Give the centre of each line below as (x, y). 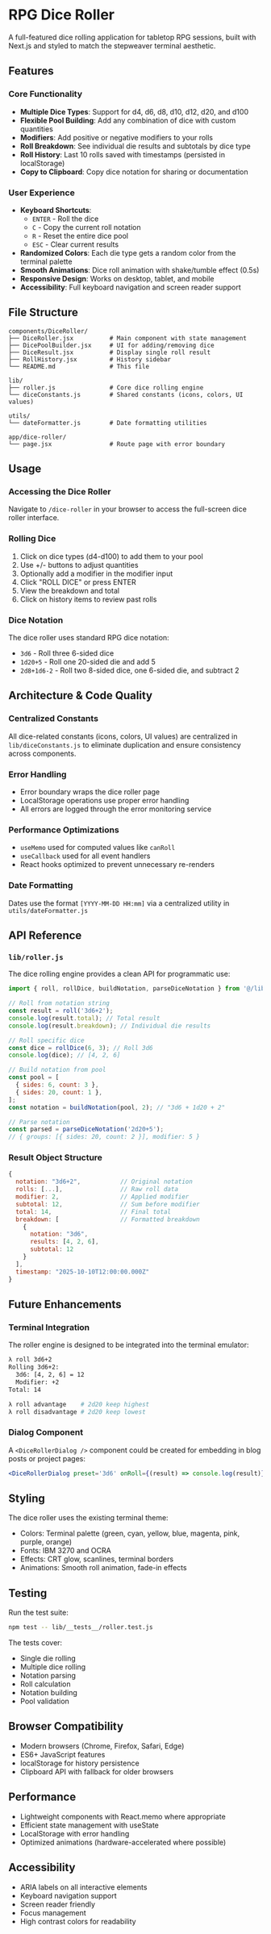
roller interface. (34, 518)
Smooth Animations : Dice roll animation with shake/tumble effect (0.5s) (140, 270)
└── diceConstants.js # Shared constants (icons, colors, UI (126, 394)
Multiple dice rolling (53, 1667)
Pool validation (45, 1701)
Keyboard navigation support (68, 1895)
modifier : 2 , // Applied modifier (102, 1197)
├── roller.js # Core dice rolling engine (106, 388)
